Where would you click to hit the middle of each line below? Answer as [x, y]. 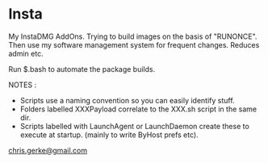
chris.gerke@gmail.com [48, 150]
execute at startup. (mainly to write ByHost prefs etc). [109, 135]
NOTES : [23, 85]
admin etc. [26, 53]
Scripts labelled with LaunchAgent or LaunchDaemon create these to [135, 126]
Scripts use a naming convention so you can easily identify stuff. [128, 100]
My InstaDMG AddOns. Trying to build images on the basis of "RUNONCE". [133, 36]
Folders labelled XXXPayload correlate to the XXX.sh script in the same [138, 109]
